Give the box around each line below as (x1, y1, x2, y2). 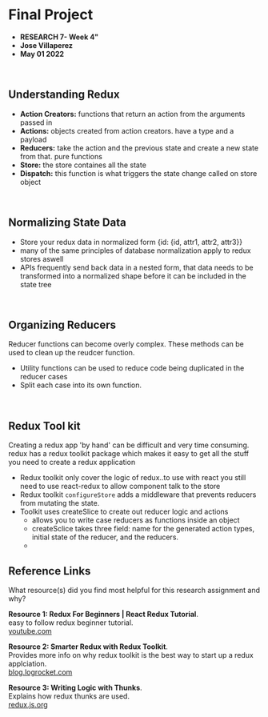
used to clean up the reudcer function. (8, 348, 135, 358)
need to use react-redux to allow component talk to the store (19, 482, 221, 491)
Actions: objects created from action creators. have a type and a (19, 126, 234, 135)
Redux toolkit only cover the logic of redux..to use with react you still (19, 473, 246, 483)
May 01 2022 (19, 49, 65, 58)
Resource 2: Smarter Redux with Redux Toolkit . (8, 642, 168, 651)
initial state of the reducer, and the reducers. (31, 532, 178, 542)
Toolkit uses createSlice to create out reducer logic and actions (19, 507, 229, 517)
